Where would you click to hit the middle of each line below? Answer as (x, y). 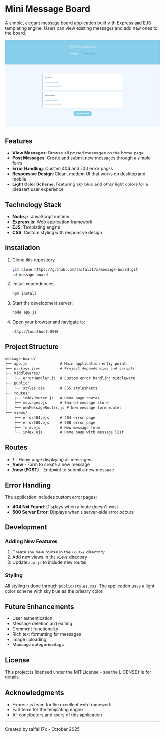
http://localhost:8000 (35, 332)
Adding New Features (31, 541)
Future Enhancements (40, 606)
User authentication (32, 618)
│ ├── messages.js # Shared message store (57, 403)
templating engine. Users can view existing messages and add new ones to (81, 28)
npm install (24, 294)
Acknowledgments (35, 692)
